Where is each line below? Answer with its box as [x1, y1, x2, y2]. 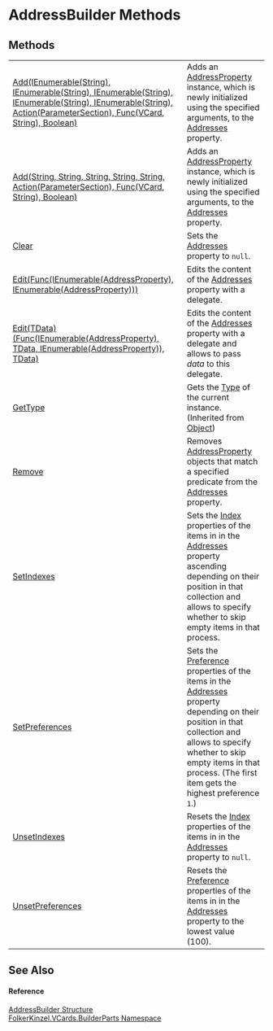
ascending [186, 561, 227, 571]
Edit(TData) [12, 323, 57, 334]
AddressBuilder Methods [8, 6, 181, 24]
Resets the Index [186, 811, 250, 822]
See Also [8, 963, 54, 977]
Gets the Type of [186, 382, 250, 392]
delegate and [186, 338, 237, 349]
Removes [186, 435, 223, 447]
